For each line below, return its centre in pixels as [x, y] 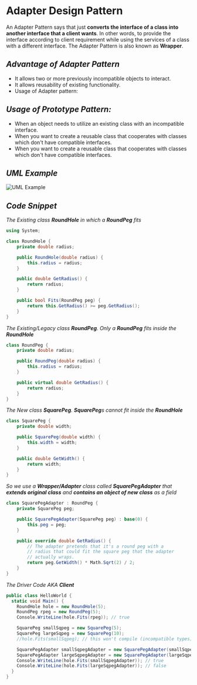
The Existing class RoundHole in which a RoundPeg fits [74, 220]
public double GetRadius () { [52, 279]
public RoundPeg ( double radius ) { [59, 361]
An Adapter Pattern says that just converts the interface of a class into [92, 27]
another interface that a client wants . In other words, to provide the [89, 33]
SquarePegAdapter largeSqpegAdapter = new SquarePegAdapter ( [93, 655]
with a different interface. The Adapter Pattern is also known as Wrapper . [95, 46]
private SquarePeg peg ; [46, 509]
